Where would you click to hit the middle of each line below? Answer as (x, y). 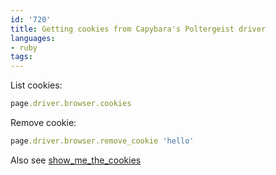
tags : (21, 57)
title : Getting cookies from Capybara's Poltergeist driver (138, 29)
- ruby (24, 47)
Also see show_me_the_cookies (76, 160)
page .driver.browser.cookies (71, 104)
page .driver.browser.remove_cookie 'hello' (102, 141)
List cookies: (36, 85)
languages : (33, 38)
